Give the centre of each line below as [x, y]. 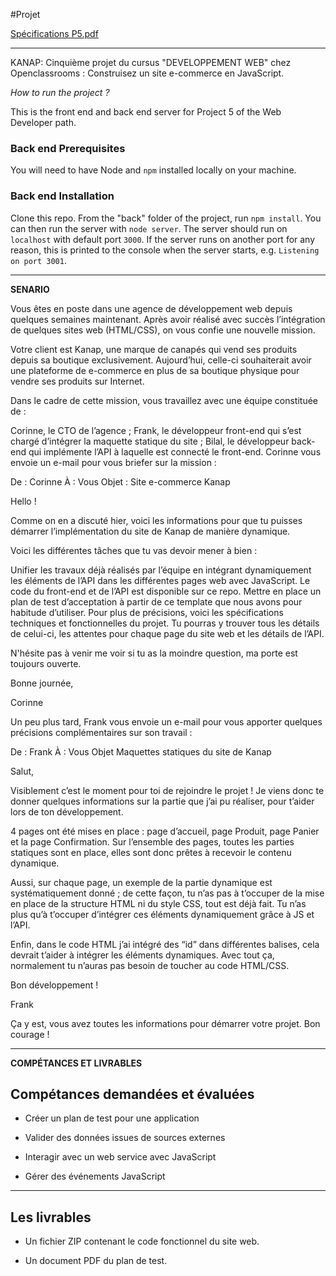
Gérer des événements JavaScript [95, 1176]
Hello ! [23, 501]
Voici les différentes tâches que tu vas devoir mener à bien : [134, 550]
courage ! [30, 1034]
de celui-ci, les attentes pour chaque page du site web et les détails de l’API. [167, 633]
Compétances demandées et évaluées [132, 1094]
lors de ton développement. [67, 811]
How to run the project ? [60, 92]
